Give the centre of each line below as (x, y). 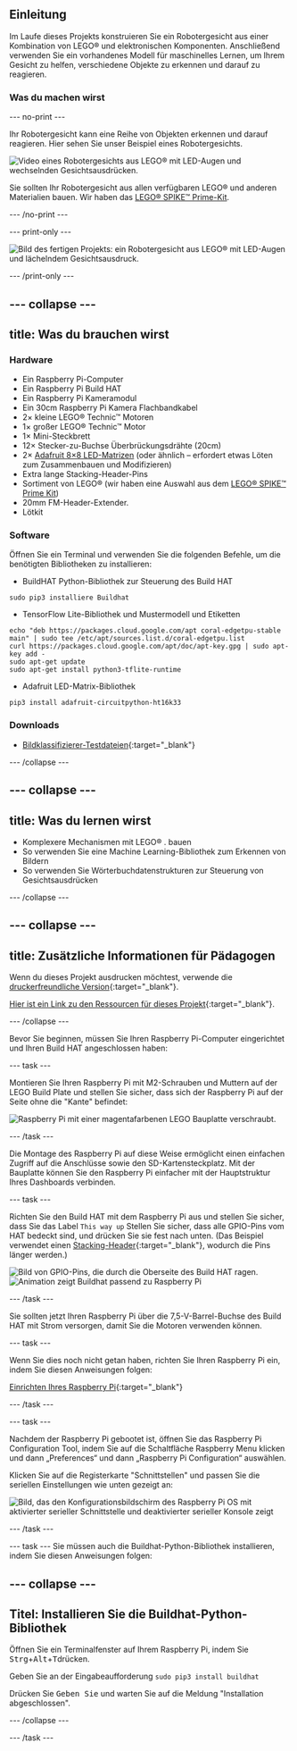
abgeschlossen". (40, 1703)
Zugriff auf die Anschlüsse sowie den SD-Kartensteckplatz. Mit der (132, 1163)
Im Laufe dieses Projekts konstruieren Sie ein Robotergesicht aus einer (139, 36)
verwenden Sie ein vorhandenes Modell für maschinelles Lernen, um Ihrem (147, 55)
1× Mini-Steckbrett (56, 436)
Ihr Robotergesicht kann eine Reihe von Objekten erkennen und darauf (139, 134)
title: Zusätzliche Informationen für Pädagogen (142, 955)
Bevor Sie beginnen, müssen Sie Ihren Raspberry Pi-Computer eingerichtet (147, 1039)
